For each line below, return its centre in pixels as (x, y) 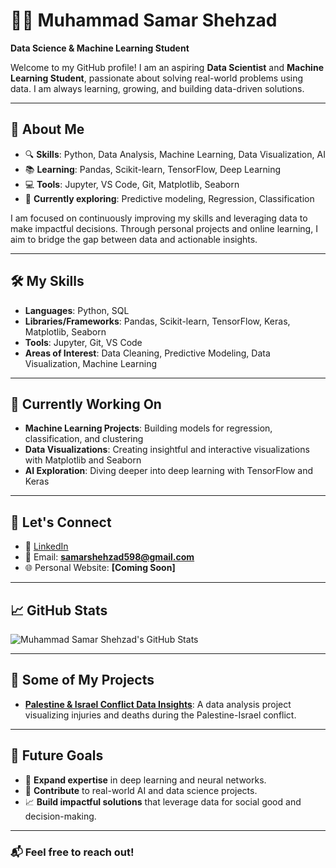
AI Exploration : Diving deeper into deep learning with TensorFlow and (169, 471)
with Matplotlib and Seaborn (83, 460)
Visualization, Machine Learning (90, 363)
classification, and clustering (84, 439)
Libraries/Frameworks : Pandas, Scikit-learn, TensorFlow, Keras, (157, 321)
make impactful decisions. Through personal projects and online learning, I (164, 228)
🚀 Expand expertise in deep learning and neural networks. (145, 780)
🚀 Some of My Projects (82, 680)
